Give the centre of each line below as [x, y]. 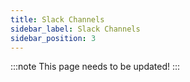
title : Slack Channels [57, 19]
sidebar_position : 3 [53, 38]
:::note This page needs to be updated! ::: [95, 67]
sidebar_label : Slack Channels [75, 29]
